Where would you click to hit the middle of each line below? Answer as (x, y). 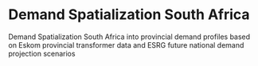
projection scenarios (42, 53)
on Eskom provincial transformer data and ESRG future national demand (126, 45)
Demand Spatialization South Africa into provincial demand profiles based (129, 37)
